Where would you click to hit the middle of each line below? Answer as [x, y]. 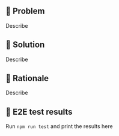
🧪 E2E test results [39, 112]
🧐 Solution [25, 45]
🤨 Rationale [27, 78]
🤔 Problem [25, 11]
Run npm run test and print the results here [59, 126]
